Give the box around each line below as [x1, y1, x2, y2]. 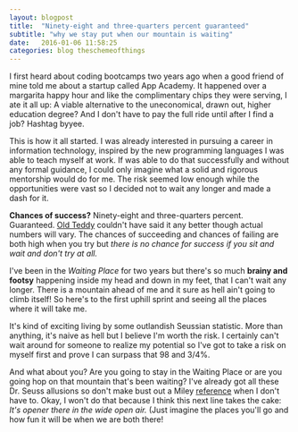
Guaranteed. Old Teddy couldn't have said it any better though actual [9, 220, 263, 231]
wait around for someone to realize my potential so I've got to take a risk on [9, 340, 287, 351]
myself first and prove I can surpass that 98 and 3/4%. [9, 350, 211, 360]
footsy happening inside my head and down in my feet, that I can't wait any [9, 275, 287, 286]
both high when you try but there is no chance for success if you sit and [9, 239, 275, 250]
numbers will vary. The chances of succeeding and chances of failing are [9, 229, 279, 240]
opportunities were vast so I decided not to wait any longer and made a [9, 183, 271, 194]
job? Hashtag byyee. [9, 118, 85, 130]
